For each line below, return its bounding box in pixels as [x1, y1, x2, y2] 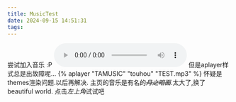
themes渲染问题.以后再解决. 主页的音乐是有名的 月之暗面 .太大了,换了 [7, 79, 206, 87]
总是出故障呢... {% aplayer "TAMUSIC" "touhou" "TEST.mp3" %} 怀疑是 [13, 69, 223, 78]
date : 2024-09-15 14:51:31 [7, 17, 87, 24]
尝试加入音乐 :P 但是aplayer [7, 61, 223, 69]
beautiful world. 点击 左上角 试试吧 [7, 87, 105, 96]
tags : [7, 23, 23, 30]
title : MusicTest [7, 10, 59, 18]
